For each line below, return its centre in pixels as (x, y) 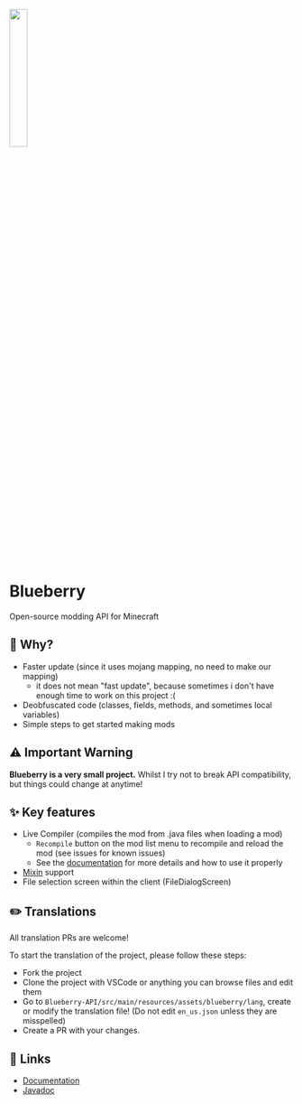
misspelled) (44, 1021)
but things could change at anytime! (76, 784)
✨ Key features (53, 812)
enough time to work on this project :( (105, 695)
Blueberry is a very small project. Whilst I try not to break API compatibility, (150, 774)
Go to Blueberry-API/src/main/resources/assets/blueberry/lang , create (156, 1002)
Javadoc (39, 1090)
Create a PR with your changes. (81, 1031)
